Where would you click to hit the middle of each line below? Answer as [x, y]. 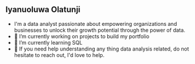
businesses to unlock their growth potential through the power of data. [100, 30]
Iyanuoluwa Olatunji [43, 10]
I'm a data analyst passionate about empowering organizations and [95, 23]
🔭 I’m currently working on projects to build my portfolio [82, 36]
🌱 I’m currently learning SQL [48, 42]
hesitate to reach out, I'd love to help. [59, 55]
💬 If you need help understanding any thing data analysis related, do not [101, 49]
